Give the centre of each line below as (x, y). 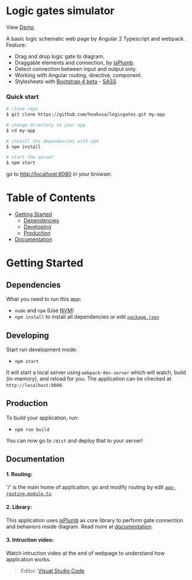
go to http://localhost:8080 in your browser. (59, 174)
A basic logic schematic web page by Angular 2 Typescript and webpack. (96, 38)
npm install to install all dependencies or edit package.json (87, 317)
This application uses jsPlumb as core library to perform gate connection (95, 520)
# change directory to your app (46, 125)
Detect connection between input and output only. (76, 68)
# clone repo (22, 109)
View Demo (20, 27)
